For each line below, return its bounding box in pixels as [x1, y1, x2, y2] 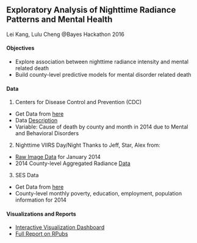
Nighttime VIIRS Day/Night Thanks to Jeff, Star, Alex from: [15, 141, 160, 149]
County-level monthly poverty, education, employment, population [15, 190, 182, 197]
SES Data [15, 172, 39, 179]
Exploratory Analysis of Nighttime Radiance [6, 5, 176, 15]
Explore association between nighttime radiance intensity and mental [15, 58, 189, 66]
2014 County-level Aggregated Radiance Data [15, 160, 131, 167]
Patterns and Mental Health [6, 15, 113, 25]
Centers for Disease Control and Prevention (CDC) [15, 99, 142, 106]
